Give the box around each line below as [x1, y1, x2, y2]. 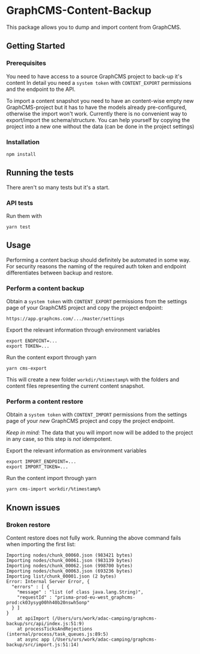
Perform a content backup [6, 284, 85, 292]
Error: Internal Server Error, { [6, 579, 90, 585]
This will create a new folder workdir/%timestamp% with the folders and [6, 376, 180, 383]
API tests [6, 199, 34, 207]
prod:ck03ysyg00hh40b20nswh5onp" [6, 600, 90, 606]
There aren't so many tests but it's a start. [6, 184, 110, 191]
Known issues [6, 502, 61, 513]
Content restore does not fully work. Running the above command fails [6, 534, 181, 541]
